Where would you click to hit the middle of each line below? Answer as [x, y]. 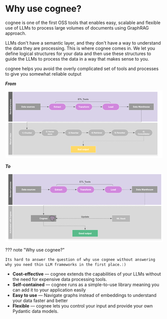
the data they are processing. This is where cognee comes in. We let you [80, 48]
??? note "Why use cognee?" [35, 250]
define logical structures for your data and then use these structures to [78, 54]
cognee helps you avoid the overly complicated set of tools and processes [82, 69]
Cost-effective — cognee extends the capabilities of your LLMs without [87, 274]
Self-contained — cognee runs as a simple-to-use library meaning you [86, 284]
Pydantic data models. [35, 311]
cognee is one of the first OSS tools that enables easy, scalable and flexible [83, 23]
